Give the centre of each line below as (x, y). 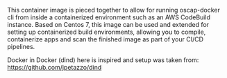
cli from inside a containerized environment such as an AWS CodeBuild (109, 17)
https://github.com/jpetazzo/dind (54, 67)
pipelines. (21, 47)
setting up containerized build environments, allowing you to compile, (107, 32)
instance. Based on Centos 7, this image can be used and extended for (108, 25)
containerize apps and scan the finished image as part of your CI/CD (105, 39)
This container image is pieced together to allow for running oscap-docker (113, 10)
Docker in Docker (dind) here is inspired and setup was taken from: (103, 60)
